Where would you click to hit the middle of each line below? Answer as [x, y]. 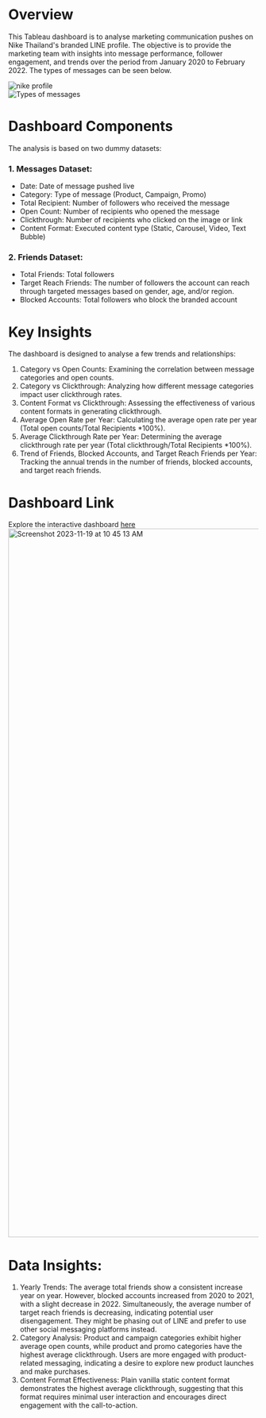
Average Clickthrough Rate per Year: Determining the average [121, 437]
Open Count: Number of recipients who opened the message [120, 211]
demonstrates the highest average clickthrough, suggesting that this [131, 1389]
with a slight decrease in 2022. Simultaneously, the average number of [135, 1304]
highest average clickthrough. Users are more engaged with [118, 1354]
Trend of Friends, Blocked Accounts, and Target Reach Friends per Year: [138, 453]
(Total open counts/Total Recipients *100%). [93, 428]
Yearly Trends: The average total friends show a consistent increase [131, 1287]
